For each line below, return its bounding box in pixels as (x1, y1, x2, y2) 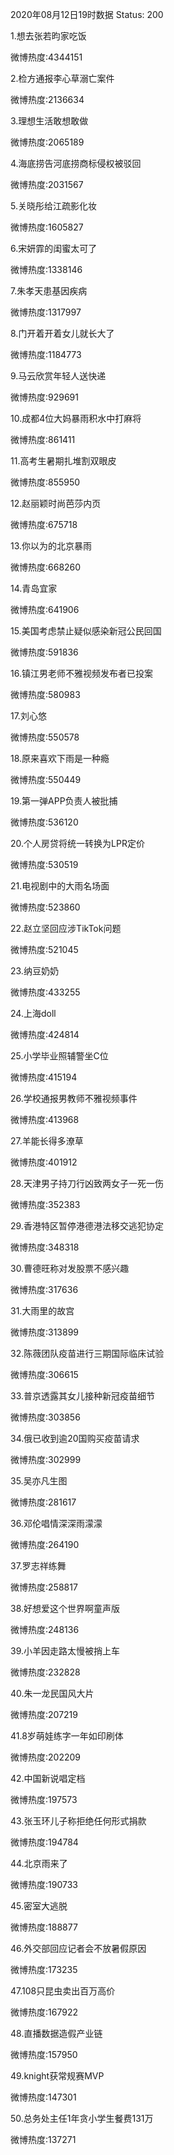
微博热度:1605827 (10, 221, 84, 233)
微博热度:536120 (10, 816, 79, 828)
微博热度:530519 (10, 859, 79, 870)
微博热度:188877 (10, 1921, 78, 1933)
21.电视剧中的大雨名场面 (10, 880, 110, 892)
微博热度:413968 (10, 1114, 80, 1125)
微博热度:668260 (10, 561, 82, 573)
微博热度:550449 (10, 774, 82, 785)
